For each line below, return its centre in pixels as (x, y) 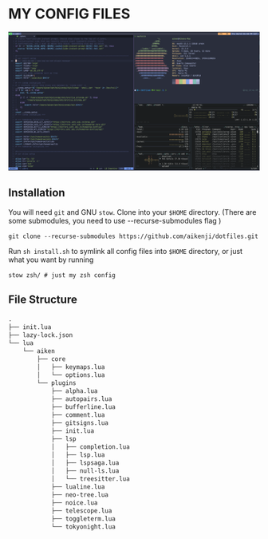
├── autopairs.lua (81, 399)
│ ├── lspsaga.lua (85, 463)
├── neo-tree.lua (80, 495)
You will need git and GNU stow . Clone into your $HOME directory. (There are (132, 212)
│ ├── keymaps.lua (71, 367)
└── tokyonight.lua (83, 527)
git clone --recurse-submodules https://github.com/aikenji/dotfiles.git (134, 236)
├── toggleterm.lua (83, 519)
